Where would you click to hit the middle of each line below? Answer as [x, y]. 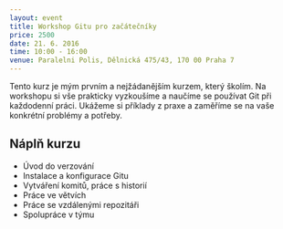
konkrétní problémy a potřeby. [66, 115]
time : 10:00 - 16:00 [49, 52]
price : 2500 [32, 35]
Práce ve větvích [54, 195]
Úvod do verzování [58, 166]
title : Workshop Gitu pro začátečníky [83, 26]
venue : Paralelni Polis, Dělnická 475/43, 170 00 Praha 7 [122, 60]
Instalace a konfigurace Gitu [76, 175]
